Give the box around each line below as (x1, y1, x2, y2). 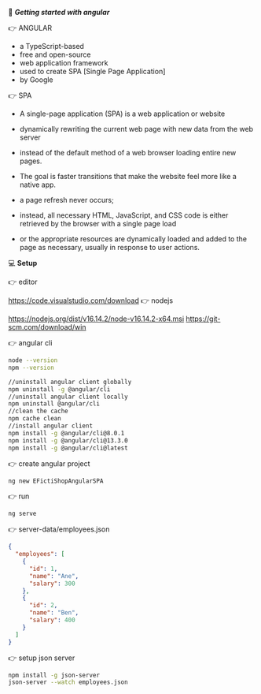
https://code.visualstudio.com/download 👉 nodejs (8, 296, 174, 305)
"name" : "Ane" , (28, 572, 79, 580)
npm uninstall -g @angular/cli (8, 385, 111, 394)
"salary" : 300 (28, 580, 76, 588)
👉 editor (8, 277, 38, 286)
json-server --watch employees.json (8, 678, 128, 686)
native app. (19, 180, 57, 189)
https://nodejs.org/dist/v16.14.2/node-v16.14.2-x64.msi (8, 314, 185, 323)
